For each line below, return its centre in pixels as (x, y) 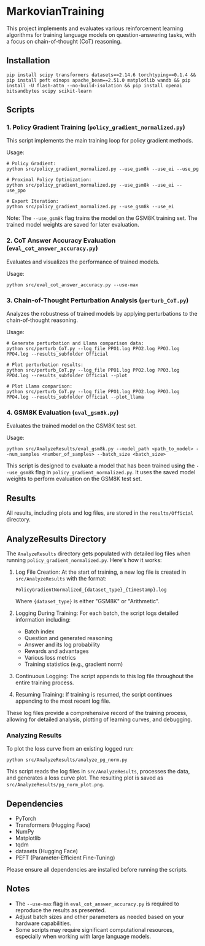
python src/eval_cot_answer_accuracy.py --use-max (72, 285)
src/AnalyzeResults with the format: (61, 578)
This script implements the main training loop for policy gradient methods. (100, 141)
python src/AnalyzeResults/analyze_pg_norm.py (67, 760)
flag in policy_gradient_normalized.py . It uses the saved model (115, 472)
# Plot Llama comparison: (39, 386)
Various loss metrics (50, 657)
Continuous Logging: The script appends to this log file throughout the (104, 676)
